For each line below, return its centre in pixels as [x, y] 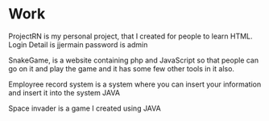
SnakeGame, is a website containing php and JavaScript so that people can [134, 60]
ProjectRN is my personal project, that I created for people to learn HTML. [130, 36]
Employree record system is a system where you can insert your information [135, 84]
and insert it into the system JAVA [64, 92]
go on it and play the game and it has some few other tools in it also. [122, 68]
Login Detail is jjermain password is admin [78, 44]
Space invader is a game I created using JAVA [85, 108]
